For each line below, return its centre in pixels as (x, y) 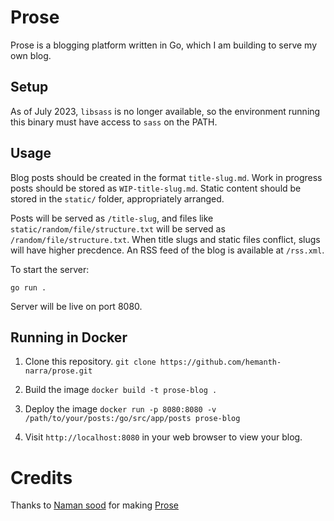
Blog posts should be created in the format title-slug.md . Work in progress (166, 177)
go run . (28, 287)
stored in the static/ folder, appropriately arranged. (117, 198)
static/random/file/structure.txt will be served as (118, 228)
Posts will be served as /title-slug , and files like (112, 218)
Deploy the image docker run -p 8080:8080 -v (120, 409)
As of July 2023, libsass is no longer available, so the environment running (165, 111)
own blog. (31, 55)
